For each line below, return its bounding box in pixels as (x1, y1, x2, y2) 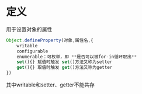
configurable (16, 48, 49, 54)
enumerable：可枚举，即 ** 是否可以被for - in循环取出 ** (16, 54, 137, 60)
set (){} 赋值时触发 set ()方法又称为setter (16, 59, 113, 65)
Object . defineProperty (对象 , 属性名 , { (6, 37, 93, 43)
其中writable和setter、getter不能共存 (6, 81, 95, 88)
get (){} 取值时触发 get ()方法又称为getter (16, 65, 113, 71)
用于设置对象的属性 (6, 26, 53, 33)
